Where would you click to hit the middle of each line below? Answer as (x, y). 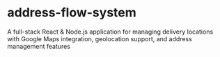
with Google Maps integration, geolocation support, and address (100, 38)
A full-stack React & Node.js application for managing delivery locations (110, 32)
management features (39, 46)
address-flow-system (72, 13)
